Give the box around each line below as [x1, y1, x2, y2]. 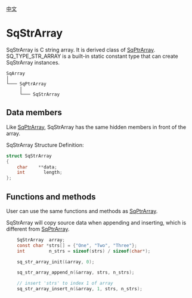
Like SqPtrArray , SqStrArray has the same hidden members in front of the [6, 123, 187, 130]
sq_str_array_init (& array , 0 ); [17, 259, 95, 265]
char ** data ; [17, 164, 58, 170]
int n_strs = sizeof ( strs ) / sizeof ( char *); [17, 248, 151, 254]
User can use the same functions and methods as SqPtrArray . [6, 207, 158, 214]
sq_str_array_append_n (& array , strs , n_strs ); [17, 269, 135, 276]
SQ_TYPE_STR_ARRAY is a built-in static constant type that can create [6, 53, 178, 60]
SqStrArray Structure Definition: [6, 141, 84, 148]
